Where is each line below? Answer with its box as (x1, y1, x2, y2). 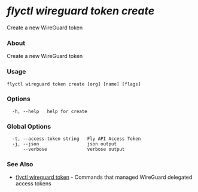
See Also (7, 160, 33, 169)
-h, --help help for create (12, 108, 87, 114)
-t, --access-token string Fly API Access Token (12, 136, 141, 142)
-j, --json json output (12, 141, 117, 147)
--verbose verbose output (22, 147, 125, 153)
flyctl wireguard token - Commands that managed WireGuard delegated (15, 173, 193, 181)
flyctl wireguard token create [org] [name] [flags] (7, 81, 141, 87)
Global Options (7, 122, 51, 130)
